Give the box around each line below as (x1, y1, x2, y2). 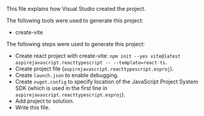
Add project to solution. (15, 97, 74, 104)
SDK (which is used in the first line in (15, 84, 108, 92)
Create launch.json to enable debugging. (15, 72, 119, 78)
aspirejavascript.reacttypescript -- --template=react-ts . (15, 59, 167, 66)
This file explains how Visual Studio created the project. (6, 5, 146, 12)
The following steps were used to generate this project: (6, 41, 145, 47)
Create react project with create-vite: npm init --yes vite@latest (15, 52, 181, 60)
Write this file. (15, 104, 51, 111)
